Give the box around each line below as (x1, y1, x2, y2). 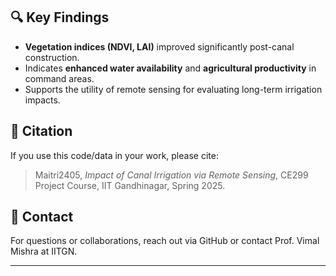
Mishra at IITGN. (10, 245, 78, 258)
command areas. (24, 72, 95, 84)
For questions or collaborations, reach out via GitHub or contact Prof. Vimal (10, 235, 320, 247)
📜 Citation (10, 123, 73, 140)
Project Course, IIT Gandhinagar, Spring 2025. (34, 179, 226, 191)
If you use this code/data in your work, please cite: (10, 149, 219, 161)
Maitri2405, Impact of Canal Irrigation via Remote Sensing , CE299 (34, 169, 309, 181)
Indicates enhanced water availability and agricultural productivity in (24, 62, 317, 74)
